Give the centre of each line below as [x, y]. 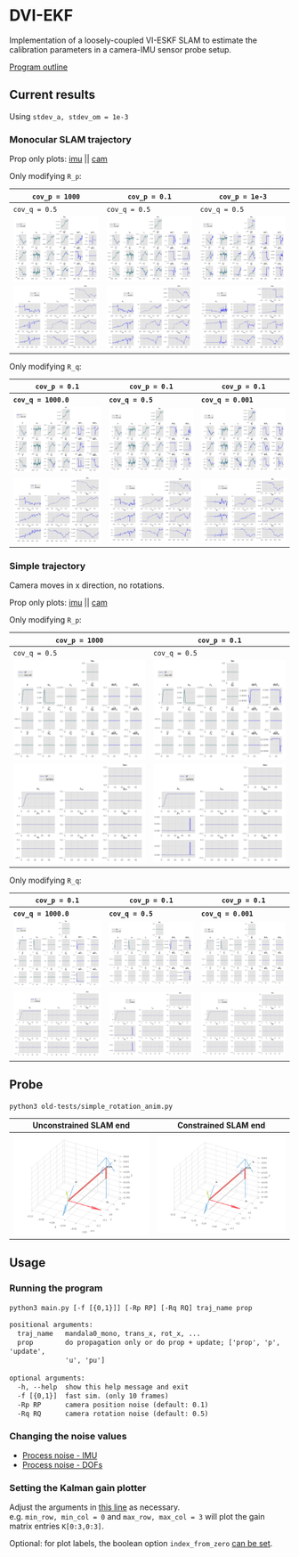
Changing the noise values [68, 1436]
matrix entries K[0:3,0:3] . [57, 1526]
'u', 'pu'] [85, 1360]
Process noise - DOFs [62, 1465]
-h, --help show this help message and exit [103, 1387]
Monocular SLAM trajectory [70, 139]
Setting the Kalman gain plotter [78, 1488]
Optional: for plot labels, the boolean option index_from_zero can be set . [141, 1544]
